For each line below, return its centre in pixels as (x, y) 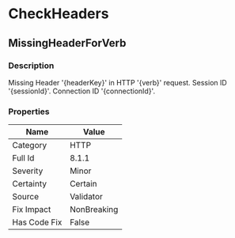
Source (26, 197)
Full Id (23, 158)
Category (30, 145)
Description (31, 66)
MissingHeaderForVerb (67, 43)
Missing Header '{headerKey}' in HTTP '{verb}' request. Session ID (117, 82)
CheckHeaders (59, 14)
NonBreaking (94, 210)
